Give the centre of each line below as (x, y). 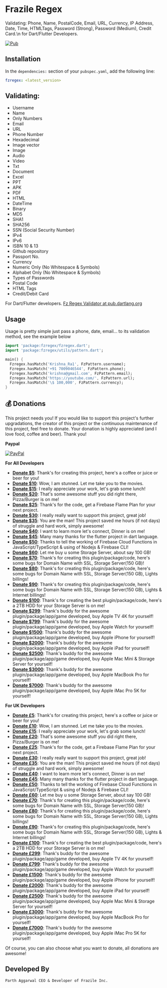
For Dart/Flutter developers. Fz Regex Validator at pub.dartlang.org (74, 303)
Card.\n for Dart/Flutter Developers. (42, 33)
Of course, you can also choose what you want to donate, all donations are (82, 948)
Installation (23, 59)
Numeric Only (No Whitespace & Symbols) (56, 267)
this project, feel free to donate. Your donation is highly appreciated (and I (81, 428)
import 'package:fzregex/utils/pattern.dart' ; (54, 350)
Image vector (26, 145)
